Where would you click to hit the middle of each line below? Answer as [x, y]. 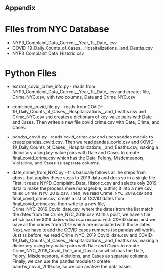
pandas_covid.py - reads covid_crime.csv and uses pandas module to [82, 137]
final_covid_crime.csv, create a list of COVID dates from [68, 199]
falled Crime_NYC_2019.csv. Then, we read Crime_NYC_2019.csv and [82, 193]
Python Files [31, 73]
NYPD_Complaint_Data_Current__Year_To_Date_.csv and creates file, [81, 92]
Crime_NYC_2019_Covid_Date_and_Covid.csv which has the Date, [78, 251]
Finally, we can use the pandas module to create [61, 261]
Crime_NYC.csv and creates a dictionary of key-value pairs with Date [82, 117]
